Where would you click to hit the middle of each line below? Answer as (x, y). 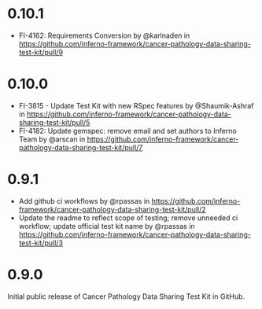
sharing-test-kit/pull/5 (54, 122)
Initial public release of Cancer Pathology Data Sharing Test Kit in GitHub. (126, 296)
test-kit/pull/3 (41, 243)
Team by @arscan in (52, 139)
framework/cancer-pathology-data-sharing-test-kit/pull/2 (112, 209)
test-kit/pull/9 (41, 52)
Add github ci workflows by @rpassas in (84, 200)
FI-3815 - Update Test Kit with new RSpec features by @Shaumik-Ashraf (136, 105)
